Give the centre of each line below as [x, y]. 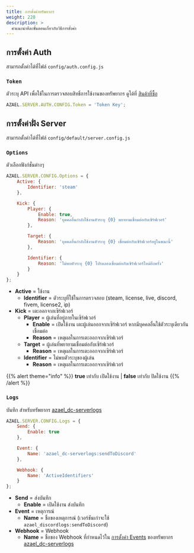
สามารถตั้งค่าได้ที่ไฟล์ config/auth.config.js [55, 66]
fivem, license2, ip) [47, 305]
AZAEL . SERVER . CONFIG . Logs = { [44, 421]
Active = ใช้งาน [32, 291]
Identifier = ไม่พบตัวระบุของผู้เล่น [59, 358]
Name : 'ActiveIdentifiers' [61, 475]
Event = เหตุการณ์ [34, 511]
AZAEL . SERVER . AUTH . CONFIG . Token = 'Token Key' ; [66, 105]
